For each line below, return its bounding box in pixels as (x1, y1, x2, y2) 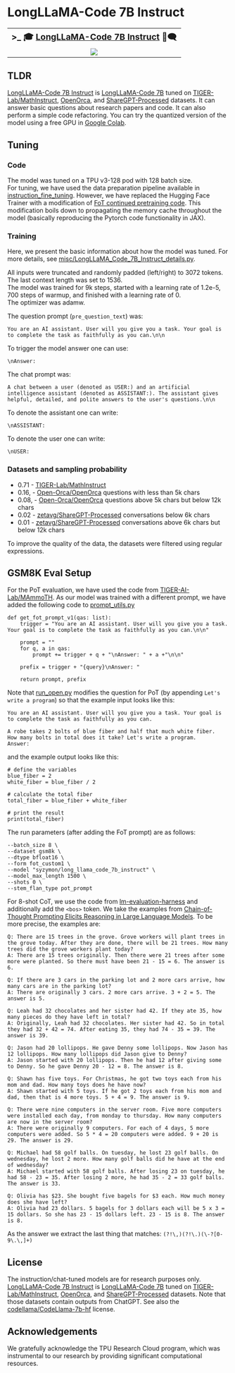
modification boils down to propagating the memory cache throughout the (7, 206, 222, 215)
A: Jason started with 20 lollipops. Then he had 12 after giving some (7, 1057, 222, 1064)
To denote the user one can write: (7, 434, 106, 443)
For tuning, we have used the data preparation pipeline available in (7, 184, 201, 193)
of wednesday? (7, 1161, 49, 1169)
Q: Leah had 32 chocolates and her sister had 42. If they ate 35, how (7, 1008, 222, 1015)
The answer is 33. (7, 1180, 61, 1188)
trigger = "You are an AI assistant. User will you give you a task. (20, 621, 229, 628)
